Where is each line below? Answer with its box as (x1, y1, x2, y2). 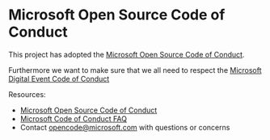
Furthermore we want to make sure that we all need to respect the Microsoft (8, 65, 262, 74)
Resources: (8, 89, 46, 99)
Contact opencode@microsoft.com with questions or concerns (19, 122, 230, 132)
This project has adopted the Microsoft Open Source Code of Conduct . (8, 49, 245, 59)
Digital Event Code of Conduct (8, 74, 110, 83)
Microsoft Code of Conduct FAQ (19, 113, 128, 123)
